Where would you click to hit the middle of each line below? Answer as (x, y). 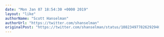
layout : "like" (20, 14)
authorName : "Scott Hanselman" (37, 18)
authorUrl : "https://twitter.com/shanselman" (52, 23)
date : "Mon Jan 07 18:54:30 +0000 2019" (47, 9)
